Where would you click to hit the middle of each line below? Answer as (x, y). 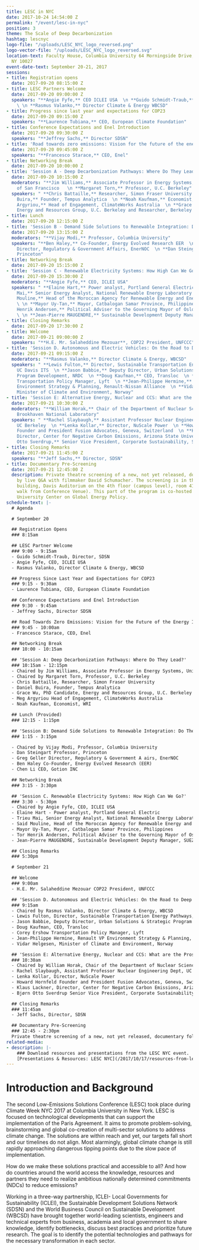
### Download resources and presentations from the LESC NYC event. (103, 1053)
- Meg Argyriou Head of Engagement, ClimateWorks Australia (87, 699)
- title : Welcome (28, 332)
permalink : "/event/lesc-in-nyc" (47, 23)
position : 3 (21, 28)
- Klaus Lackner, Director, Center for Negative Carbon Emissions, (97, 987)
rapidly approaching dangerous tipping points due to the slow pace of (91, 1149)
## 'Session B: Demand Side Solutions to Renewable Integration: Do (98, 731)
